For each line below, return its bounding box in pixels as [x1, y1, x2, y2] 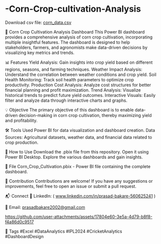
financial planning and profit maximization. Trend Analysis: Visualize [5, 87, 141, 93]
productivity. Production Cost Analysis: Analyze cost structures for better [5, 82, 151, 88]
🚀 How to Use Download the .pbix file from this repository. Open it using [5, 149, 149, 154]
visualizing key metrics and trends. [5, 50, 75, 56]
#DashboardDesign [5, 233, 44, 239]
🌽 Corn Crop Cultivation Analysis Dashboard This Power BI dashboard [5, 29, 145, 35]
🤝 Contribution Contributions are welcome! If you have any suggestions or [5, 178, 153, 184]
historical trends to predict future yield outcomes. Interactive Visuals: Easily [5, 92, 156, 98]
